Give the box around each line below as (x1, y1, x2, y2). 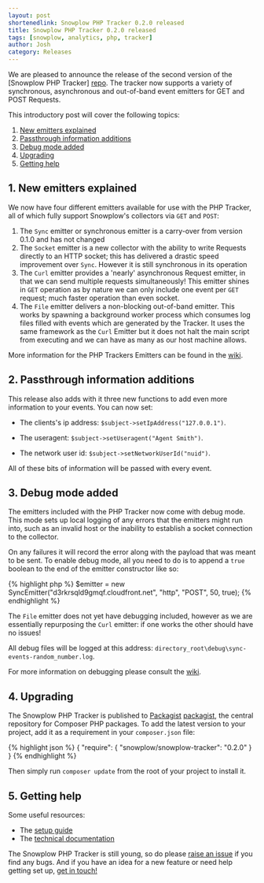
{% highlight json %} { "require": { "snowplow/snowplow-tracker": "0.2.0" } (8, 743, 252, 752)
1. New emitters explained (8, 182, 137, 195)
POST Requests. (8, 95, 61, 104)
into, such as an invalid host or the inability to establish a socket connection (8, 524, 253, 533)
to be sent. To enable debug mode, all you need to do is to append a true (8, 556, 245, 566)
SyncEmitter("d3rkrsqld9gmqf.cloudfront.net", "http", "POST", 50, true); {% (8, 588, 251, 597)
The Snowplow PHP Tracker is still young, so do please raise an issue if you (8, 849, 253, 859)
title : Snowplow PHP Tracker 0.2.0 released (8, 26, 156, 34)
